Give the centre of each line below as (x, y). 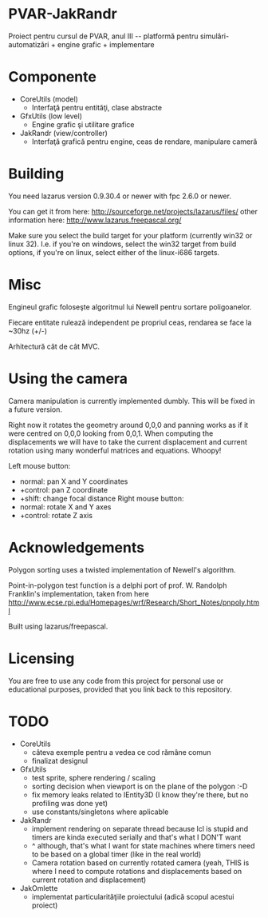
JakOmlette (39, 888)
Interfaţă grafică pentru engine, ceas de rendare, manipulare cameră (144, 142)
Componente (53, 77)
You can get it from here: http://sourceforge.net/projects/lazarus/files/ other (133, 211)
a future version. (35, 409)
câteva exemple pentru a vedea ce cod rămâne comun (121, 752)
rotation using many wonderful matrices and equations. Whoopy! (115, 450)
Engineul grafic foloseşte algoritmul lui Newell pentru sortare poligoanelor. (130, 307)
